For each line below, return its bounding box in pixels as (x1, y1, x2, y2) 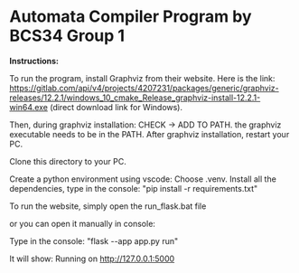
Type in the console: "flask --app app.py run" (9, 235, 179, 246)
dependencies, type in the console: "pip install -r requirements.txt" (9, 183, 258, 193)
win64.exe (9, 101, 48, 112)
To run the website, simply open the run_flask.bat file (9, 201, 207, 212)
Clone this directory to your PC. (9, 155, 126, 166)
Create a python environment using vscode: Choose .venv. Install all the (9, 174, 277, 184)
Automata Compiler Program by (9, 6, 252, 27)
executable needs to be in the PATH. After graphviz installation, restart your (9, 128, 290, 139)
